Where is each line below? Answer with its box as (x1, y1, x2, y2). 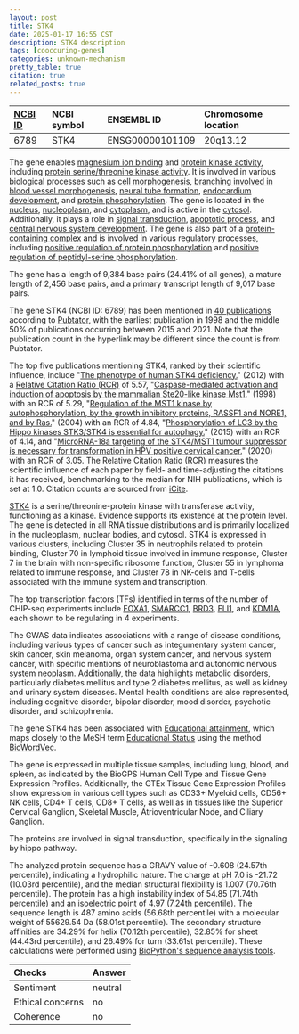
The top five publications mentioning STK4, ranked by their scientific (9, 360, 261, 371)
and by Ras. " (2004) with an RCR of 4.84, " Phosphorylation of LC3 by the (9, 416, 278, 428)
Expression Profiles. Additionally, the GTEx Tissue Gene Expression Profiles (9, 777, 287, 789)
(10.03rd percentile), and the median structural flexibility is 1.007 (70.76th (9, 879, 278, 890)
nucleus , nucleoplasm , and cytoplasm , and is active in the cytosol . (9, 204, 252, 215)
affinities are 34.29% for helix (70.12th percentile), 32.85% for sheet (9, 926, 258, 937)
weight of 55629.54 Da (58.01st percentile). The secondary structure (9, 916, 262, 927)
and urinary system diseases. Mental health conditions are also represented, (9, 686, 290, 697)
